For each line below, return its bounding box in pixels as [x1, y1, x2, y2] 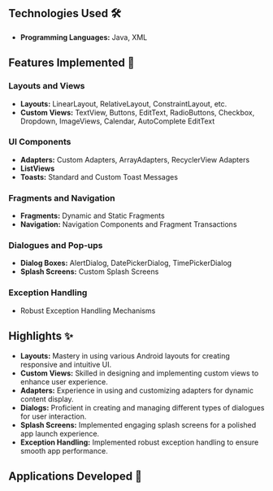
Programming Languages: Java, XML [19, 32, 148, 42]
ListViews [19, 163, 55, 173]
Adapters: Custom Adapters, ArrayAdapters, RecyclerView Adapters [19, 154, 250, 164]
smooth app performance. [19, 445, 108, 455]
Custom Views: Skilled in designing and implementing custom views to [19, 368, 259, 378]
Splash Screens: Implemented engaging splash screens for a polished [19, 419, 257, 429]
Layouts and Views [8, 80, 85, 92]
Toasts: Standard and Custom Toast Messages [19, 172, 179, 181]
